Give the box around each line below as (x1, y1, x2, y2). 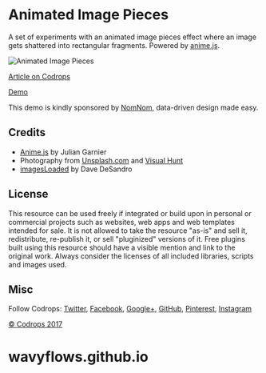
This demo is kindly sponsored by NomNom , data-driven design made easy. (8, 102, 259, 112)
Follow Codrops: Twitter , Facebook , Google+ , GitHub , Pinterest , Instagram (8, 304, 252, 314)
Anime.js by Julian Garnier (19, 146, 107, 157)
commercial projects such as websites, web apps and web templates (8, 217, 236, 227)
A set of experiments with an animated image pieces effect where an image (8, 32, 257, 42)
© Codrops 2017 (8, 319, 63, 329)
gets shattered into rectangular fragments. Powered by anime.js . (8, 40, 220, 50)
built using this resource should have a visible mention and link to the (8, 243, 236, 252)
